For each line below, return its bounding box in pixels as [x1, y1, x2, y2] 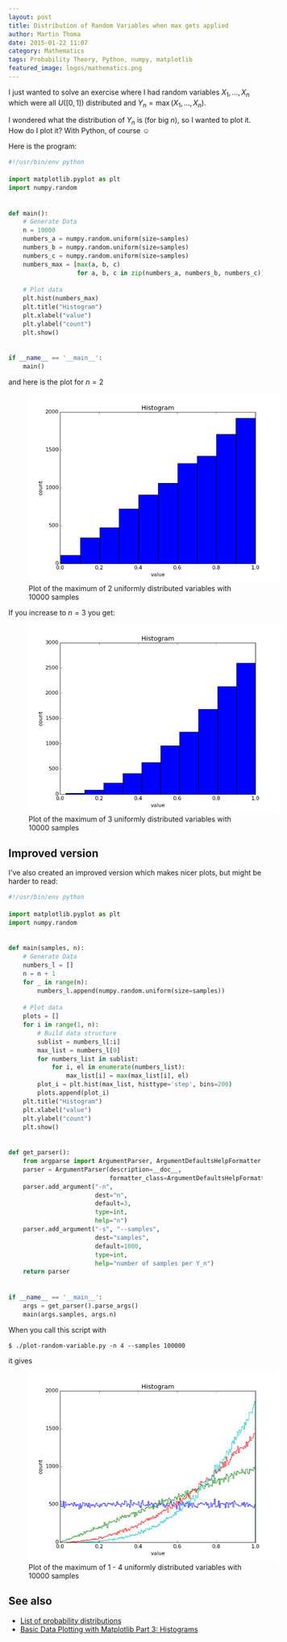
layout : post [8, 13, 52, 21]
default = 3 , [94, 1199, 131, 1207]
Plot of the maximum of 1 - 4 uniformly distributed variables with [28, 1562, 242, 1572]
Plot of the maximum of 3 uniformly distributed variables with [28, 814, 232, 824]
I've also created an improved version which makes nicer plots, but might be [8, 867, 262, 877]
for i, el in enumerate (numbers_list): [51, 1063, 185, 1072]
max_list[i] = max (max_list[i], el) [65, 1072, 189, 1080]
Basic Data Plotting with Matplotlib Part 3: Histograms [19, 1624, 198, 1634]
